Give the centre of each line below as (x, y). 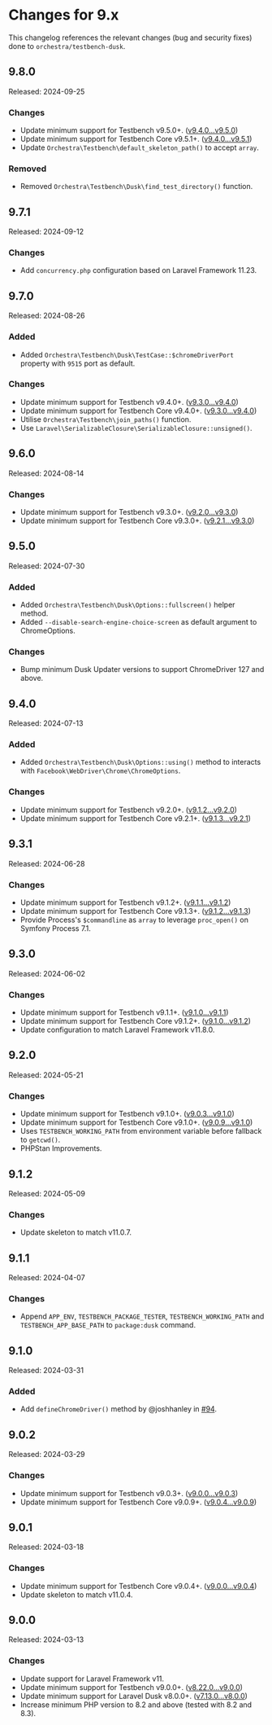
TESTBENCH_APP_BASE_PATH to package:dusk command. (108, 1325)
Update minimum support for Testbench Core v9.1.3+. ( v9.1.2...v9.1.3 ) (136, 911)
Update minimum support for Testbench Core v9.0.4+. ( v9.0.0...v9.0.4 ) (138, 1586)
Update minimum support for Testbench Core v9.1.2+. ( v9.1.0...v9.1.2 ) (136, 1021)
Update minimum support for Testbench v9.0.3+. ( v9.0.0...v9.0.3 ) (129, 1493)
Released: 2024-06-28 (47, 863)
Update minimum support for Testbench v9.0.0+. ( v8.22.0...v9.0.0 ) (132, 1687)
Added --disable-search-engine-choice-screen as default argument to (138, 622)
